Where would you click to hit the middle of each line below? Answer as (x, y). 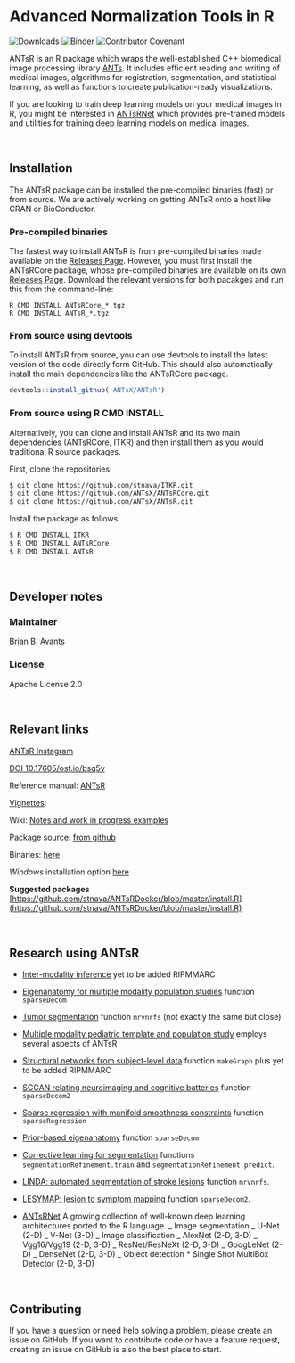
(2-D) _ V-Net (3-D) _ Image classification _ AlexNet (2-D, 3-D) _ (140, 1236)
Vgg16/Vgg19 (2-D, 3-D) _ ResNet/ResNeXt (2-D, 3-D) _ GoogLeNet (146, 1244)
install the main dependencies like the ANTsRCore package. (119, 374)
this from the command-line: (61, 289)
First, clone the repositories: (61, 469)
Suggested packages (49, 889)
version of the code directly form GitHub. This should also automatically (141, 365)
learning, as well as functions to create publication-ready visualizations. (141, 86)
